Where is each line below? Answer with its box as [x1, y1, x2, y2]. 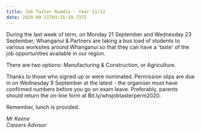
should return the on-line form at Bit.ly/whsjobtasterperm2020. [6, 92, 162, 99]
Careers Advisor [6, 121, 47, 128]
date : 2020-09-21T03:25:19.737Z [6, 14, 87, 20]
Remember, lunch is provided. [6, 103, 80, 110]
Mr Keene [6, 115, 31, 122]
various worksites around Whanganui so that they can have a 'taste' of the [6, 43, 190, 51]
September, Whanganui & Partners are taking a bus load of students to [6, 37, 181, 44]
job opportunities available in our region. [6, 50, 106, 57]
